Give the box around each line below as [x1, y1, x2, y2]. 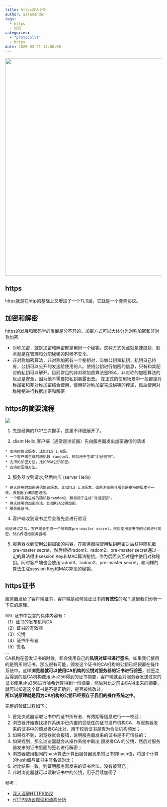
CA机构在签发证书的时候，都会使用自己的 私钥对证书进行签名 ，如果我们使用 [5, 655, 160, 661]
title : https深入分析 [5, 7, 47, 12]
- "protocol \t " [9, 35, 41, 40]
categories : [5, 30, 30, 35]
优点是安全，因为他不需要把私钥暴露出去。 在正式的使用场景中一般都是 [12, 376, 158, 382]
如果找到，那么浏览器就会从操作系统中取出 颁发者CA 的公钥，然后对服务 [12, 738, 161, 744]
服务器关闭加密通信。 [12, 490, 50, 496]
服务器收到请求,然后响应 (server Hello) [12, 474, 91, 480]
